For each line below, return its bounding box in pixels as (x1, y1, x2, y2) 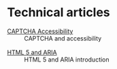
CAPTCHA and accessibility (24, 34, 102, 42)
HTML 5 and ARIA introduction (24, 55, 110, 64)
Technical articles (7, 5, 110, 20)
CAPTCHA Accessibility (7, 27, 73, 35)
